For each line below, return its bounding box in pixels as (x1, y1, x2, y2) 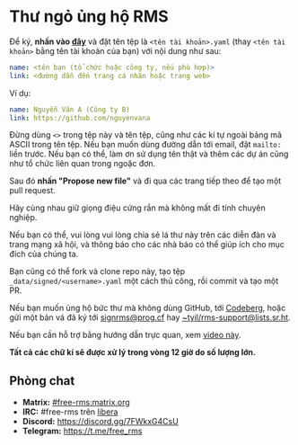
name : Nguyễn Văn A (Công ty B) (9, 105, 130, 114)
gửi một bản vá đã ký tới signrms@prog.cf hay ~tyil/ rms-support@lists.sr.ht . (9, 312, 291, 323)
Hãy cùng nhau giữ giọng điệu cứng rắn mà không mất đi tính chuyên (9, 202, 267, 213)
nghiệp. (9, 212, 38, 223)
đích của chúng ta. (9, 249, 79, 260)
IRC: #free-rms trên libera (22, 406, 118, 417)
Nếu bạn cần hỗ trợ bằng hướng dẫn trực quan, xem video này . (9, 330, 241, 341)
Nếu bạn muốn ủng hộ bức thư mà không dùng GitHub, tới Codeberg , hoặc (9, 303, 286, 314)
